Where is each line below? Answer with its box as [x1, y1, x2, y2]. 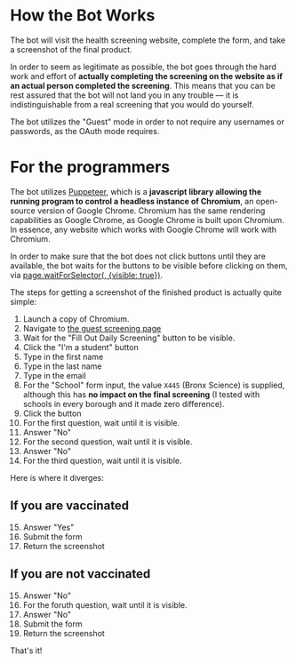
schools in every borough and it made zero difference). [22, 398, 225, 409]
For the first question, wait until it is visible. [22, 417, 180, 427]
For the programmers [10, 157, 171, 178]
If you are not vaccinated [10, 566, 151, 582]
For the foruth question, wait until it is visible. [22, 599, 188, 610]
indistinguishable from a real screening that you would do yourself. [10, 99, 254, 109]
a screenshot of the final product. [10, 44, 132, 54]
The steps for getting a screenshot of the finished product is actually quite [10, 286, 283, 298]
